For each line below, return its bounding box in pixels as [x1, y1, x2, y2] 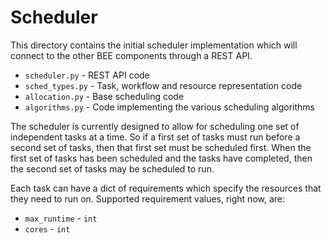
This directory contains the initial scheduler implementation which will [10, 39, 298, 51]
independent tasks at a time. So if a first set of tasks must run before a [10, 131, 301, 143]
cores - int [24, 222, 71, 235]
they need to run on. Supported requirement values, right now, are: [10, 192, 286, 205]
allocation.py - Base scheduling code [24, 90, 185, 102]
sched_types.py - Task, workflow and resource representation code [24, 79, 303, 91]
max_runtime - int [24, 212, 98, 224]
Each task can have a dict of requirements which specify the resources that [10, 182, 322, 194]
